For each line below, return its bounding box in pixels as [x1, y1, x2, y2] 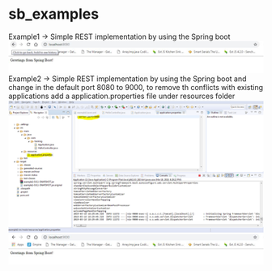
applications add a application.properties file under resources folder [8, 91, 236, 101]
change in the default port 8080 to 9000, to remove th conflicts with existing [8, 82, 264, 92]
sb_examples [8, 5, 100, 24]
